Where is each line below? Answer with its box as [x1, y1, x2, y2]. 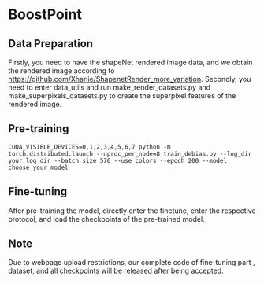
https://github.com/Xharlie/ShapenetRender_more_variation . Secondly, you [8, 75, 251, 83]
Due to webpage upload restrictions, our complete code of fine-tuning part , [8, 258, 255, 267]
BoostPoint [8, 6, 83, 24]
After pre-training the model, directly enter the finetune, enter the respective [8, 206, 256, 215]
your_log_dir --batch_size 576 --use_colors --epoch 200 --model [8, 156, 227, 164]
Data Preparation [8, 37, 93, 50]
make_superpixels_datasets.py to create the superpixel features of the [8, 91, 236, 100]
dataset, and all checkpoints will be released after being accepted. [8, 266, 224, 276]
